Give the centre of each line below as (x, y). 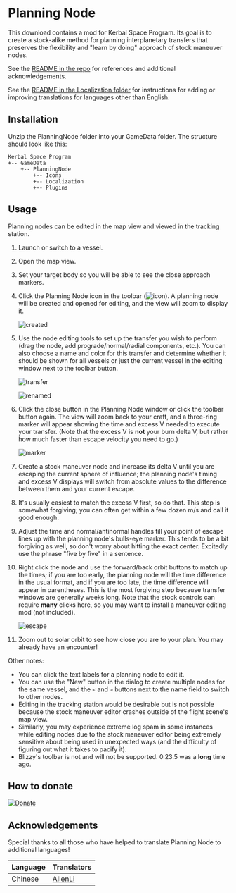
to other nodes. (40, 696)
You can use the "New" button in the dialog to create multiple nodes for (122, 682)
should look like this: (38, 144)
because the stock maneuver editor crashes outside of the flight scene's (123, 712)
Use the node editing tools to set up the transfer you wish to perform (117, 338)
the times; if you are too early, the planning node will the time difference (122, 574)
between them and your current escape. (77, 488)
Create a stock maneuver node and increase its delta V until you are (116, 466)
